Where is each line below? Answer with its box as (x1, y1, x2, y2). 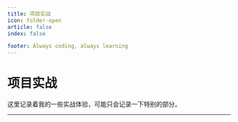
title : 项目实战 (7, 10, 51, 18)
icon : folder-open (7, 17, 62, 24)
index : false (7, 30, 46, 37)
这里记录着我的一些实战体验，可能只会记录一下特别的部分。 (7, 100, 181, 109)
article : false (7, 23, 52, 30)
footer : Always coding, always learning (7, 43, 129, 50)
